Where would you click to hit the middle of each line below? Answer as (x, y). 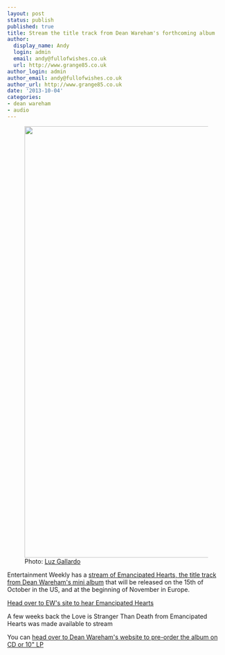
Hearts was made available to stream (60, 623)
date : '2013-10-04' (35, 91)
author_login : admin (37, 71)
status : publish (30, 20)
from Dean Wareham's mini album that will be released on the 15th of (106, 582)
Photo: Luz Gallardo (53, 561)
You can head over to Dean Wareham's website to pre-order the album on (112, 637)
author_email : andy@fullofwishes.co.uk (65, 78)
